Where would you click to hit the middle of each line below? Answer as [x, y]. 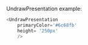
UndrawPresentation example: [44, 9]
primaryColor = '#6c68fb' [47, 25]
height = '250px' [38, 31]
